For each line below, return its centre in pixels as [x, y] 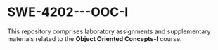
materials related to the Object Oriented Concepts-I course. [95, 38]
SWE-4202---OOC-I [68, 12]
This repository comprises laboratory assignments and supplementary [109, 31]
